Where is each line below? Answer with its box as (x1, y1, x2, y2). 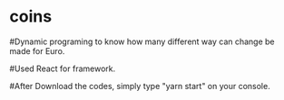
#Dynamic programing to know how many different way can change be (9, 36, 275, 47)
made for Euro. (9, 45, 65, 56)
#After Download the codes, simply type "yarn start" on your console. (9, 80, 270, 91)
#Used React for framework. (9, 63, 116, 74)
